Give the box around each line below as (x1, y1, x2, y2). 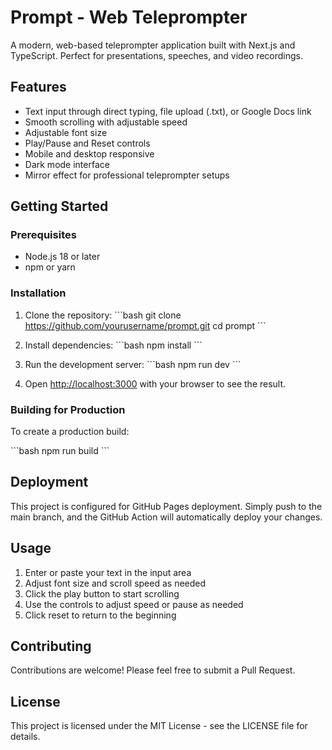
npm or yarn (24, 261, 76, 273)
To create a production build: (10, 426, 130, 438)
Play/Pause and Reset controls (24, 137, 151, 149)
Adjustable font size (24, 126, 108, 138)
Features (10, 79, 67, 96)
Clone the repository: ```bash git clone (24, 309, 182, 321)
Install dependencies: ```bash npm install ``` (24, 339, 203, 351)
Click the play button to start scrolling (24, 587, 180, 600)
